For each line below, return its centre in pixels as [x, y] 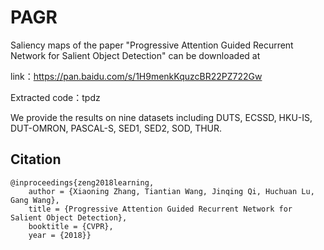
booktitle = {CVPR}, [71, 226]
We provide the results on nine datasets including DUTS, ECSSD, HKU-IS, [161, 117]
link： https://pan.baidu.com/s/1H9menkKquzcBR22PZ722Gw [136, 76]
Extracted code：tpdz [55, 97]
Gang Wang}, [35, 200]
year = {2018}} [60, 235]
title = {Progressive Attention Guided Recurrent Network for [160, 209]
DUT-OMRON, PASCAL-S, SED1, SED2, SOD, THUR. [116, 128]
